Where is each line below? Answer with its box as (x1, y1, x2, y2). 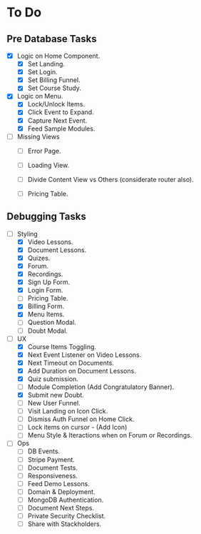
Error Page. (27, 146, 61, 155)
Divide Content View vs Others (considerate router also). (27, 175, 194, 183)
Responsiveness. (27, 471, 78, 480)
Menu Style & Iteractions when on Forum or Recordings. (27, 431, 192, 440)
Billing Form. (27, 302, 65, 311)
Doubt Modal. (27, 326, 68, 335)
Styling (16, 229, 38, 238)
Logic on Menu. (16, 92, 63, 101)
